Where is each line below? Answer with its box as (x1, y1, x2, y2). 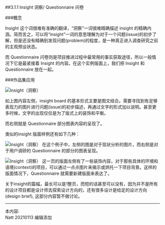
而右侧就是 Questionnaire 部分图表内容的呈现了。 (5, 121, 105, 127)
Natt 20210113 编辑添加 (5, 215, 52, 220)
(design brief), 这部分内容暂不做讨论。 (5, 193, 82, 199)
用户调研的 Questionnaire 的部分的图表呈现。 (9, 148, 101, 154)
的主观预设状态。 (5, 44, 40, 49)
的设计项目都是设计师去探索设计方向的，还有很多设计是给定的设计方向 (5, 187, 147, 193)
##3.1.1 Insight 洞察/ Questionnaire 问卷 (5, 4, 84, 10)
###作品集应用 (5, 77, 35, 83)
